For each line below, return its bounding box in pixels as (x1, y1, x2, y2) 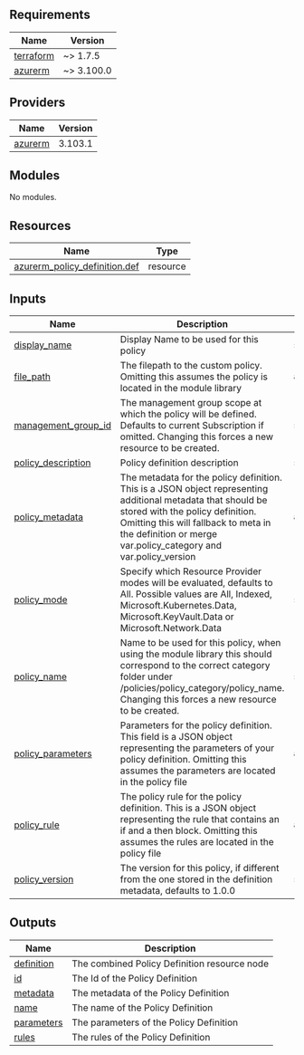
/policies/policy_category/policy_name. (119, 682, 285, 695)
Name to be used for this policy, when (119, 637, 281, 649)
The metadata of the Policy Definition (71, 986, 230, 999)
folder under (119, 670, 174, 683)
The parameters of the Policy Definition (71, 1016, 238, 1029)
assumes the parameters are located (119, 764, 276, 777)
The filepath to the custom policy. (119, 360, 262, 372)
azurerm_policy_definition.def (14, 260, 140, 273)
